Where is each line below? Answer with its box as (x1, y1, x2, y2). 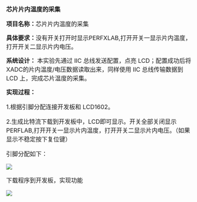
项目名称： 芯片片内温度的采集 (6, 20, 90, 28)
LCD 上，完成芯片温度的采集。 (6, 75, 91, 83)
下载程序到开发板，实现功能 (6, 176, 84, 184)
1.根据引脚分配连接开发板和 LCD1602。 (6, 103, 114, 111)
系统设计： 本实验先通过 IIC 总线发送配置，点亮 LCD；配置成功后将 (6, 57, 192, 65)
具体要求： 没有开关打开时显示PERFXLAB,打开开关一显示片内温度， (6, 34, 192, 42)
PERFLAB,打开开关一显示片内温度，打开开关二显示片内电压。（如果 (6, 126, 191, 134)
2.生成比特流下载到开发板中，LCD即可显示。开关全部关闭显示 (6, 117, 177, 126)
